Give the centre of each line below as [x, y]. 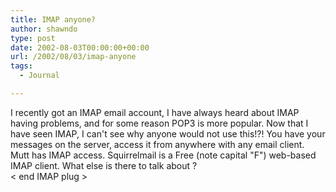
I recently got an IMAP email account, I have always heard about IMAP [155, 112]
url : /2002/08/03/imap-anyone [73, 57]
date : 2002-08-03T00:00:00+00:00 [80, 47]
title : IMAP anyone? [53, 19]
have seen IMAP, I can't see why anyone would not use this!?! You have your [168, 133]
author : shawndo [44, 29]
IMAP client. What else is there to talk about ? [104, 165]
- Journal [39, 76]
